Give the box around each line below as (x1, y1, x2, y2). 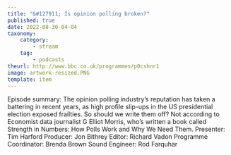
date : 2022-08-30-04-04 (7, 23, 78, 30)
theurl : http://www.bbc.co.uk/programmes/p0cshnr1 (7, 63, 160, 70)
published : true (7, 17, 55, 24)
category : (20, 37, 49, 44)
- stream (32, 43, 59, 50)
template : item (7, 75, 52, 83)
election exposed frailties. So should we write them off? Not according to (7, 110, 220, 118)
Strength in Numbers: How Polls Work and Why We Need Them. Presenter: (7, 125, 225, 134)
